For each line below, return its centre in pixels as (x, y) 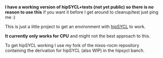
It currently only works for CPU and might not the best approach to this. (78, 36)
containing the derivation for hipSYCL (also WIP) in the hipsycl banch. (75, 51)
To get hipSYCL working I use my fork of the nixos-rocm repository (72, 45)
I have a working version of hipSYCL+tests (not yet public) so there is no (80, 7)
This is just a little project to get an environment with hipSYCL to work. (75, 27)
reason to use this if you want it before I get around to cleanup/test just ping (82, 12)
